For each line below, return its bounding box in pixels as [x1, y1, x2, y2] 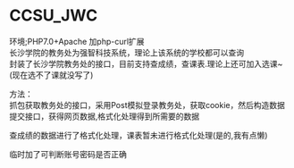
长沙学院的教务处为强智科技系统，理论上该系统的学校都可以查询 [9, 46, 244, 58]
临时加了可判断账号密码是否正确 [9, 148, 127, 159]
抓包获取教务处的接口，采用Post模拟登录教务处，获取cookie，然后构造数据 [9, 99, 286, 110]
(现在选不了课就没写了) [9, 69, 94, 80]
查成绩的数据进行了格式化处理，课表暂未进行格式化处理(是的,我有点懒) [9, 130, 268, 140]
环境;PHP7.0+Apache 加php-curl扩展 [9, 36, 145, 46]
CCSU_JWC [9, 5, 98, 26]
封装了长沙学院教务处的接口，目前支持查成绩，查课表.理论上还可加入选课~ [9, 58, 283, 69]
